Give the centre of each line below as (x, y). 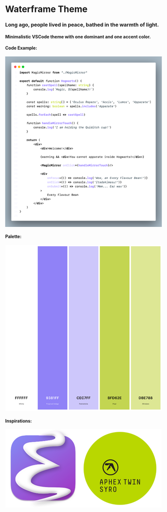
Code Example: (21, 48)
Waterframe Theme (46, 9)
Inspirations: (19, 421)
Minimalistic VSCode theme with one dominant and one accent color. (78, 36)
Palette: (13, 237)
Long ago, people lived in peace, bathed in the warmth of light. (82, 25)
